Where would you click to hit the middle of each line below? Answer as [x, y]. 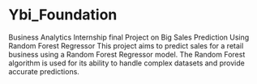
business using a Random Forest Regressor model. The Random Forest [127, 54]
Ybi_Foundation [63, 15]
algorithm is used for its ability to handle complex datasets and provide [126, 63]
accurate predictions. [44, 71]
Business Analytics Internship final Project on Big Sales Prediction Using [129, 37]
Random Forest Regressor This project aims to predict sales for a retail [126, 45]
